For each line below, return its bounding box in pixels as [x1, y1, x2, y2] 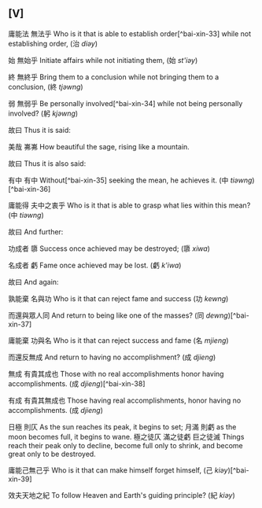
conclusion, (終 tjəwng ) [8, 82, 84, 91]
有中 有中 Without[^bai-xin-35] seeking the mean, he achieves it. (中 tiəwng [8, 175, 253, 185]
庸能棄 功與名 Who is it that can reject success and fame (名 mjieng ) [8, 335, 230, 345]
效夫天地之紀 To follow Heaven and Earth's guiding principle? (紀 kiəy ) [8, 490, 235, 499]
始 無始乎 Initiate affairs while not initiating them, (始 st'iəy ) [8, 55, 198, 64]
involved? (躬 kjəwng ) [8, 109, 79, 118]
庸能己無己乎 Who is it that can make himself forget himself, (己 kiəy [8, 465, 228, 475]
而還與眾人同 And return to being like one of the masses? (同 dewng [8, 311, 228, 320]
